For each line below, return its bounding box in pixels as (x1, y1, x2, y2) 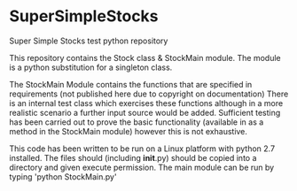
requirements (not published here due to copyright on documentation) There (9, 88, 289, 99)
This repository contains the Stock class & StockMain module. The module (9, 52, 281, 63)
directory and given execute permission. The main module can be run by (9, 162, 275, 172)
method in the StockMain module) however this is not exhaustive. (9, 126, 248, 136)
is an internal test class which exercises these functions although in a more (9, 97, 284, 108)
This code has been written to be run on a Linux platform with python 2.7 (9, 143, 276, 154)
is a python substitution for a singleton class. (9, 62, 173, 73)
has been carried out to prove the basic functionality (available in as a (9, 117, 264, 127)
